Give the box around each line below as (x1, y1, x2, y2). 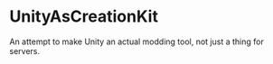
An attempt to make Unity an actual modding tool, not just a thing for (9, 36, 264, 47)
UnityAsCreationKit (9, 6, 158, 27)
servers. (9, 45, 41, 56)
